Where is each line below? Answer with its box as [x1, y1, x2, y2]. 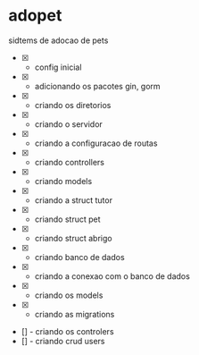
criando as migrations [34, 309, 115, 319]
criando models [34, 175, 93, 186]
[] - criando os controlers [21, 325, 114, 336]
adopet [8, 5, 62, 26]
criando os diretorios [34, 99, 112, 110]
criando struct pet [34, 214, 101, 224]
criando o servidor [34, 118, 104, 130]
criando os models [34, 290, 104, 300]
